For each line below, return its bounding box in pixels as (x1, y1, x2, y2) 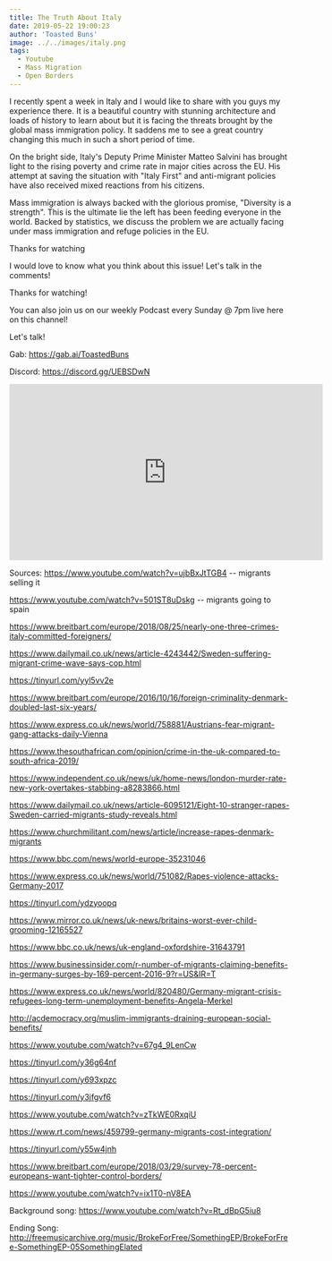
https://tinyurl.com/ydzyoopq (9, 897, 117, 908)
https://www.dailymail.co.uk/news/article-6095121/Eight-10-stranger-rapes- (9, 799, 290, 810)
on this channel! (9, 314, 69, 325)
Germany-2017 (9, 880, 64, 890)
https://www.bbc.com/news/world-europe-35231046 (9, 853, 206, 864)
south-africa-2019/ (9, 755, 79, 766)
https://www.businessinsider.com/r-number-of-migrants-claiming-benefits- (9, 959, 289, 969)
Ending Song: (9, 1223, 59, 1233)
